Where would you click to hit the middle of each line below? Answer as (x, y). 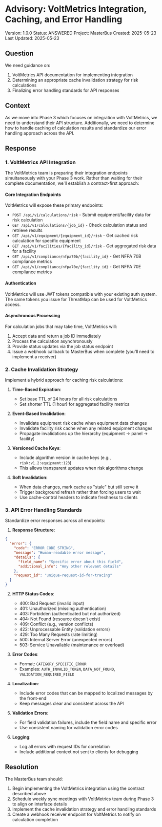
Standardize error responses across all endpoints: (55, 521)
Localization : (25, 684)
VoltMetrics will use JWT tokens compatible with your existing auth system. (81, 294)
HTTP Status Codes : (33, 594)
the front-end (33, 698)
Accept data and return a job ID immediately (56, 336)
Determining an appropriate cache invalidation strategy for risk (75, 80)
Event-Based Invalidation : (39, 413)
